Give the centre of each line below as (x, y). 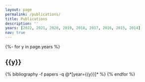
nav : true (15, 33)
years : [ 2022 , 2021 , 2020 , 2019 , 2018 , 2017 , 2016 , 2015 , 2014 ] (73, 28)
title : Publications (26, 19)
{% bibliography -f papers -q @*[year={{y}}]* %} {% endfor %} (70, 74)
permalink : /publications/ (33, 14)
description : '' (22, 23)
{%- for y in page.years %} (33, 47)
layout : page (19, 10)
